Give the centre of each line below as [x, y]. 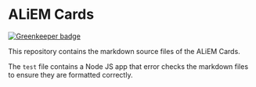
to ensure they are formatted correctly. [70, 74]
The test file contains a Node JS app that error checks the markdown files [128, 66]
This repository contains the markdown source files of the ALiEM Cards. [124, 51]
